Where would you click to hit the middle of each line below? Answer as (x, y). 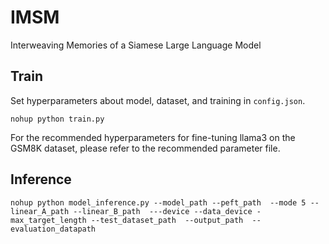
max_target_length (48, 220)
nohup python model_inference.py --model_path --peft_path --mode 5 (158, 202)
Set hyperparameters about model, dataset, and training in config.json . (158, 100)
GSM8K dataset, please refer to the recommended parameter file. (145, 148)
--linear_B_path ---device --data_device (163, 211)
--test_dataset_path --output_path (167, 220)
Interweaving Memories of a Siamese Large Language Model (136, 45)
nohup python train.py (57, 119)
